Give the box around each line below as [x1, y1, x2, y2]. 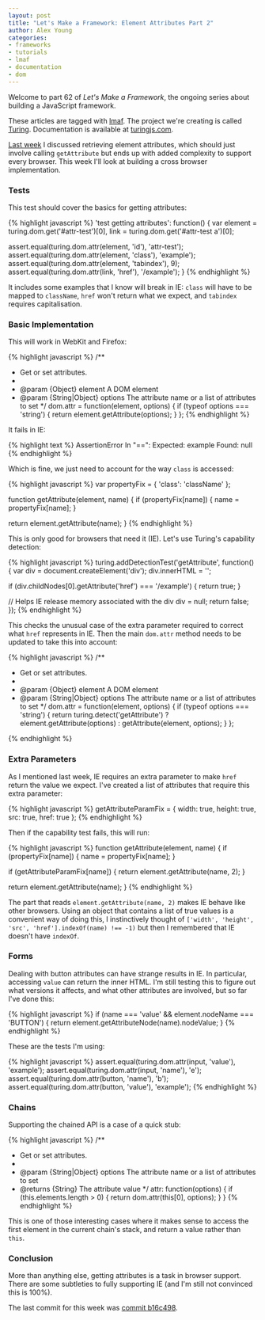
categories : [8, 33, 47, 42]
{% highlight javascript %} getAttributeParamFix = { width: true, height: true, [8, 804, 256, 813]
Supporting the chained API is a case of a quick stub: [8, 1120, 181, 1129]
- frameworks [8, 41, 51, 49]
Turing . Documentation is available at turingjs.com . [8, 124, 174, 134]
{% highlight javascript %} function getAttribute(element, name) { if [8, 843, 228, 852]
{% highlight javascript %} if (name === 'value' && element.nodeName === [8, 1009, 255, 1018]
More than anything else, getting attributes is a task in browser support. [8, 1271, 241, 1280]
